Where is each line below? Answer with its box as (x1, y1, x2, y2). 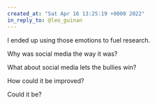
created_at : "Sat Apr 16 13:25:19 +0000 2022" (7, 10, 145, 17)
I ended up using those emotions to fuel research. (7, 36, 151, 44)
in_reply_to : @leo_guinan (7, 17, 82, 24)
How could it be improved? (7, 76, 84, 84)
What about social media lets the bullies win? (7, 63, 137, 71)
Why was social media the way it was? (7, 50, 118, 58)
